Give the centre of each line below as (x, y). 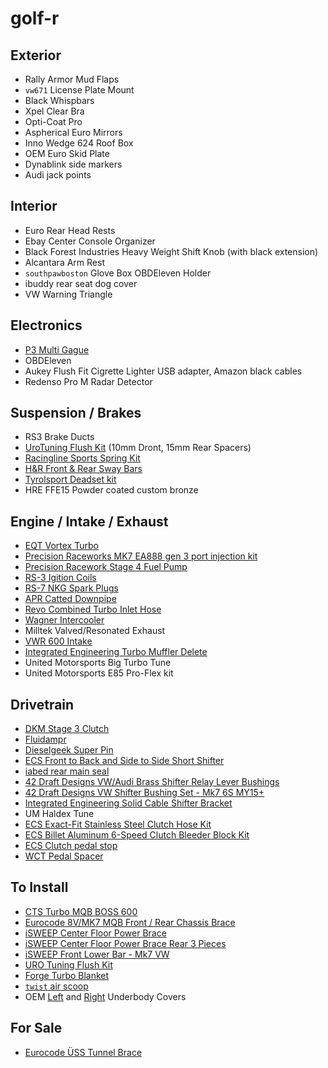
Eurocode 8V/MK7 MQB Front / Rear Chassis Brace (130, 922)
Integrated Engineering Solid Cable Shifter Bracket (128, 803)
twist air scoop (56, 986)
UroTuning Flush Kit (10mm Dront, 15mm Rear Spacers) (138, 448)
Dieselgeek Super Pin (69, 750)
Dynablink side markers (73, 164)
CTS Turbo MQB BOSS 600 (81, 911)
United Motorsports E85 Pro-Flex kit (99, 673)
